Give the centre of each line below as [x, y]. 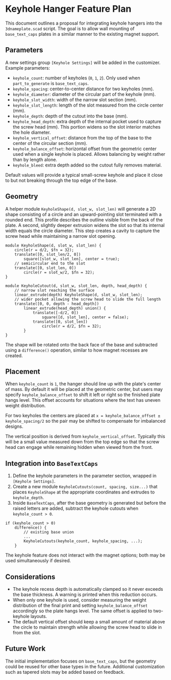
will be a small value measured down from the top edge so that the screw [82, 442]
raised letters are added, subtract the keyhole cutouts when [76, 508]
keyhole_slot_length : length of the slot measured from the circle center [88, 105]
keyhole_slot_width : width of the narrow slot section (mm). [75, 99]
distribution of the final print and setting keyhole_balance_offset [80, 605]
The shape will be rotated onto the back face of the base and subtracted [81, 344]
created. [14, 355]
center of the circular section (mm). [50, 143]
